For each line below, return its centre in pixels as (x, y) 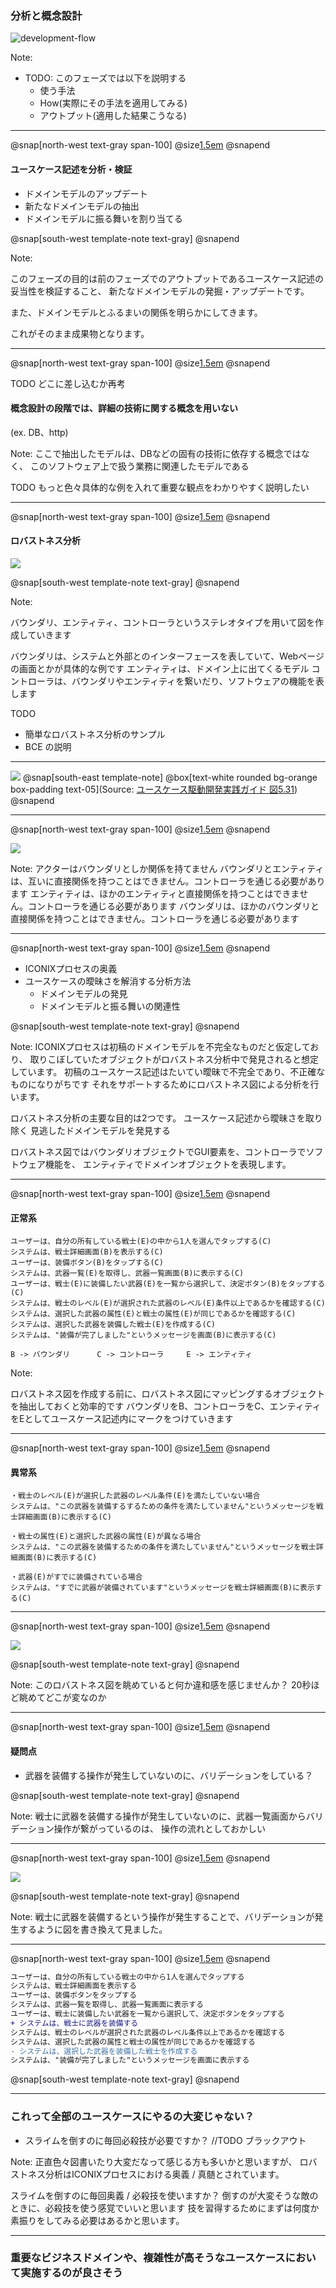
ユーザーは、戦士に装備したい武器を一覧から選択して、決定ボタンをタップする (147, 2014)
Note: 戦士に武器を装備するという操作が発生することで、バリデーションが (162, 1916)
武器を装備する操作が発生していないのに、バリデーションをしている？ (169, 1775)
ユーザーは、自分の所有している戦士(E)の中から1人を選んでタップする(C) (141, 1242)
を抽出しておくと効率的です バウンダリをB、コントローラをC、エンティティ (166, 1406)
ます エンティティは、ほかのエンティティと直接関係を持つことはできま (155, 893)
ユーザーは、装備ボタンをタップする (73, 1995)
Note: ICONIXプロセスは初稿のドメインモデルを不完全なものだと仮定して (160, 1046)
